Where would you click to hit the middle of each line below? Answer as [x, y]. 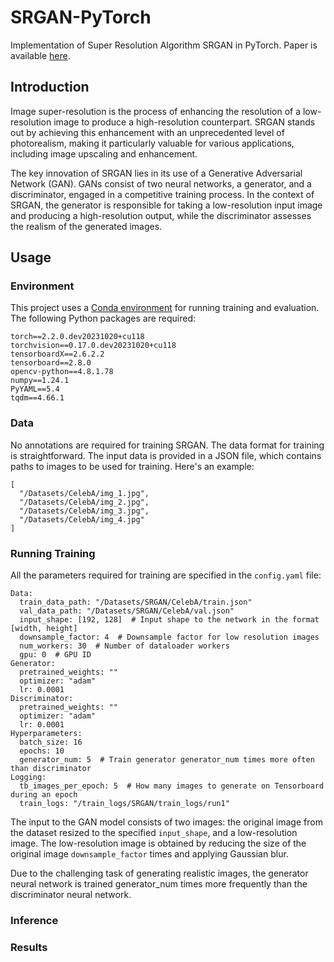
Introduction [50, 87]
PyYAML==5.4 [35, 389]
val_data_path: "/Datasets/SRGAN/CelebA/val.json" [127, 611]
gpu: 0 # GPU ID [55, 655]
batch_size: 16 [51, 742]
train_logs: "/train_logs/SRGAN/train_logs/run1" [124, 804]
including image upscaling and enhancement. [104, 153]
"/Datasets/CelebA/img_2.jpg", [84, 502]
